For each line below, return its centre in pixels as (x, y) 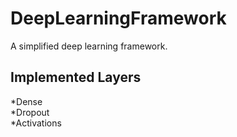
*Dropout (30, 112)
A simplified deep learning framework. (89, 46)
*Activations (36, 123)
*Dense (26, 101)
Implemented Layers (76, 77)
